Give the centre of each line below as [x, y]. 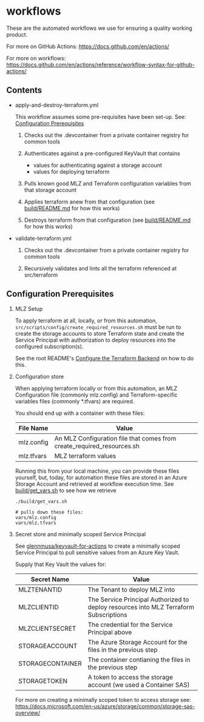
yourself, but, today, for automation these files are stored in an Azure [101, 477]
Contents [24, 90]
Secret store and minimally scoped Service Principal [80, 534]
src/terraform [41, 275]
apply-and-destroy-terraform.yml [57, 105]
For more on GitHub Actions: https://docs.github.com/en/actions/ [88, 46]
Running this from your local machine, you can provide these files [97, 471]
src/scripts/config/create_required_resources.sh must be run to [98, 327]
